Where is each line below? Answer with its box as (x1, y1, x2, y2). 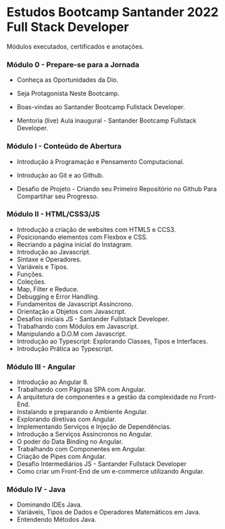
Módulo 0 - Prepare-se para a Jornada (6, 60, 139, 69)
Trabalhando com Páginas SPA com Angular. (16, 385, 146, 394)
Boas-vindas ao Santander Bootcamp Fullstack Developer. (16, 103, 185, 111)
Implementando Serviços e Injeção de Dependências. (16, 422, 172, 431)
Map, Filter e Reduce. (16, 284, 79, 293)
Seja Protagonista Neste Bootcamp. (16, 89, 120, 98)
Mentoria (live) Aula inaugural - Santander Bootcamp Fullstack (16, 116, 197, 125)
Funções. (16, 270, 44, 278)
